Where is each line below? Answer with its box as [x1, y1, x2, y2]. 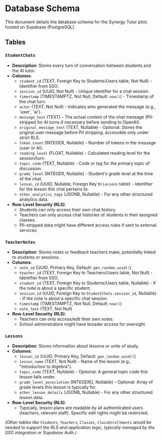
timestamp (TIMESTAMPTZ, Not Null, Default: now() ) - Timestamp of [19, 93, 154, 99]
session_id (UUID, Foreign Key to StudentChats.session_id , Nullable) [19, 290, 157, 296]
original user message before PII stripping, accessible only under [19, 129, 149, 135]
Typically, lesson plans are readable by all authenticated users [19, 405, 144, 411]
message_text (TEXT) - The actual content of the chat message [19, 114, 144, 120]
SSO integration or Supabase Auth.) [5, 430, 77, 436]
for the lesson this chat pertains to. [19, 186, 89, 192]
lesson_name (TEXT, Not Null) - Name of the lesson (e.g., [19, 359, 132, 364]
